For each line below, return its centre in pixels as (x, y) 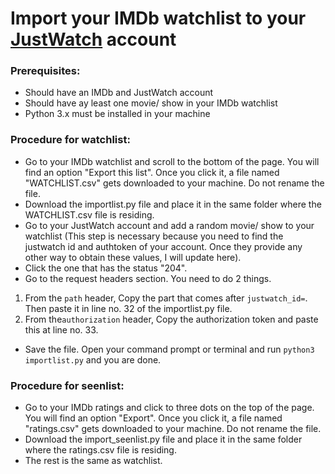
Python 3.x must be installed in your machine (117, 114)
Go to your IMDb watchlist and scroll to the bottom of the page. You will (172, 161)
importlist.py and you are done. (93, 359)
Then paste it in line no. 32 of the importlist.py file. (128, 308)
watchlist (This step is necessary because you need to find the (154, 236)
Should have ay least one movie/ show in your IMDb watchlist (151, 103)
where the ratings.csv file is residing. (100, 450)
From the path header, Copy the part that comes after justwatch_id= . (166, 298)
